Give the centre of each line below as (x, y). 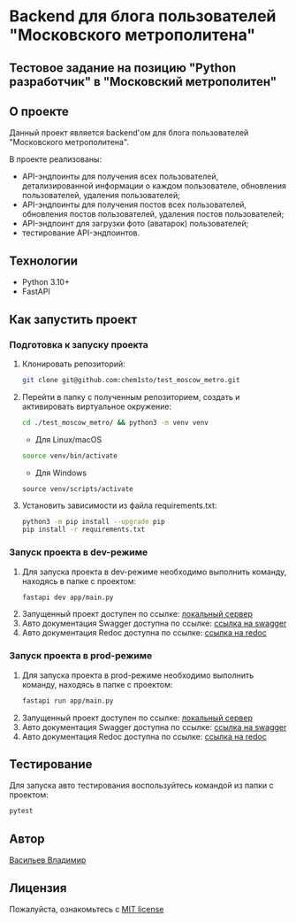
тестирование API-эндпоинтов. (81, 233)
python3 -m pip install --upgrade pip (93, 521)
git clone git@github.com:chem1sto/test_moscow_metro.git (131, 380)
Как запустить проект (73, 319)
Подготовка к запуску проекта (79, 344)
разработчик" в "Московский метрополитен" (143, 81)
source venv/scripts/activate (78, 488)
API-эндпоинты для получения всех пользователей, (120, 177)
